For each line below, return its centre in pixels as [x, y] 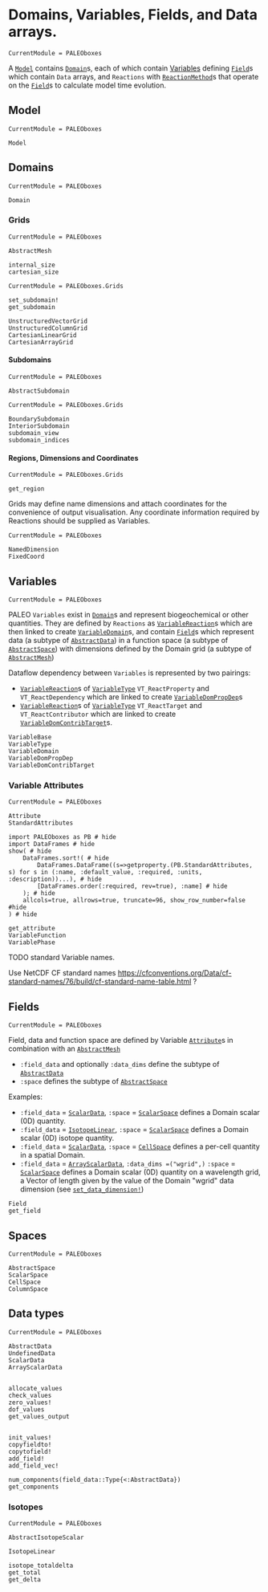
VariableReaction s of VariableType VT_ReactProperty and [115, 689]
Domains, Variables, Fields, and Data [133, 15]
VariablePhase [32, 943]
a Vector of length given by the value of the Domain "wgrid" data [127, 1181]
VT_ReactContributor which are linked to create [98, 714]
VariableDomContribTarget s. [66, 723]
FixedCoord [26, 557]
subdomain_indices [39, 440]
